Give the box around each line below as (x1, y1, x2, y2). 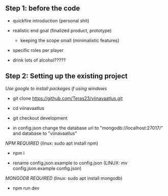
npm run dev (12, 185, 40, 191)
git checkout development (12, 115, 68, 121)
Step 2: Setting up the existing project (5, 72, 128, 80)
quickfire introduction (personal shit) (12, 17, 90, 23)
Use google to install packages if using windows (5, 85, 107, 91)
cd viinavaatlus (12, 105, 45, 111)
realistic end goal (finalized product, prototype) (12, 27, 112, 34)
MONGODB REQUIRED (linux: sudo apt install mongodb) (5, 175, 123, 181)
